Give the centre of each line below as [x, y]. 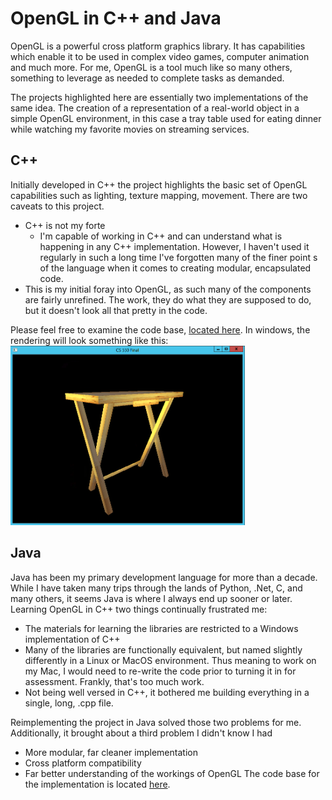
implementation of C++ [72, 639]
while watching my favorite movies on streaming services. [130, 129]
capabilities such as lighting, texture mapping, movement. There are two [159, 195]
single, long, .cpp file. [69, 703]
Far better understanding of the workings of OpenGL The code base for [172, 773]
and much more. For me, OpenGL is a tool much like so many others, [151, 67]
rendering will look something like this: [89, 340]
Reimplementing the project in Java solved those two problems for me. [156, 722]
